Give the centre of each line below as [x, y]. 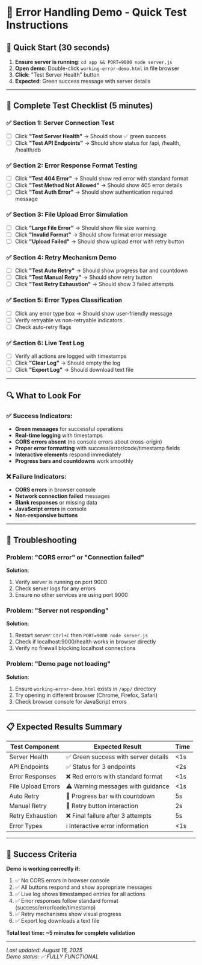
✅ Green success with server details [117, 757]
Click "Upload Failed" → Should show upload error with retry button [99, 241]
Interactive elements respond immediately [68, 454]
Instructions [37, 25]
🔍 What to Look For [44, 396]
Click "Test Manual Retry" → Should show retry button [83, 278]
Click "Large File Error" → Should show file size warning [85, 228]
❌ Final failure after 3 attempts [109, 816]
